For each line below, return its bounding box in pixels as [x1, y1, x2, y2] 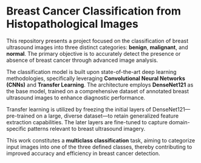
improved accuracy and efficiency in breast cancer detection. [6, 150, 160, 157]
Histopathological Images [6, 17, 138, 31]
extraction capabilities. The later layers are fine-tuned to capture [6, 118, 168, 125]
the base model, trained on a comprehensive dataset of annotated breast [6, 87, 189, 95]
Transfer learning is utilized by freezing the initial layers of [6, 105, 152, 113]
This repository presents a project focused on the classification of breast [6, 37, 189, 44]
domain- [169, 118, 190, 125]
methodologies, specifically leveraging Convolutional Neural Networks [6, 75, 185, 82]
